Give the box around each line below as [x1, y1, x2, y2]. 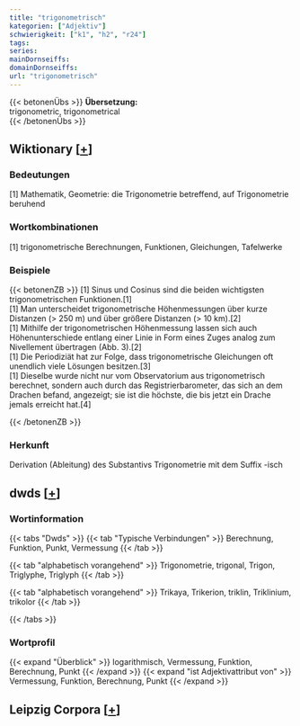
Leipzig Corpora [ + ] [9, 702, 121, 717]
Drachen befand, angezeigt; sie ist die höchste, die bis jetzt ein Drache [9, 390, 271, 400]
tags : [9, 38, 30, 48]
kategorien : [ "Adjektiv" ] [9, 22, 106, 31]
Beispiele [9, 264, 51, 276]
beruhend [9, 199, 46, 210]
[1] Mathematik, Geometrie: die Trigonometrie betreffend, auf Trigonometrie [9, 189, 289, 200]
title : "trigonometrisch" [9, 13, 106, 22]
